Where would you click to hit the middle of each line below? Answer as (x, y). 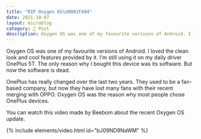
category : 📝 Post (28, 28)
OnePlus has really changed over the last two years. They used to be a (93, 82)
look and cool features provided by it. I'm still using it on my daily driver (94, 58)
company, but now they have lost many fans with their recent (98, 88)
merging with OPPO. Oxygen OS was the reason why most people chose (96, 95)
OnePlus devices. (28, 101)
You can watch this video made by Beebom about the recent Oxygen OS (95, 113)
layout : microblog (29, 23)
